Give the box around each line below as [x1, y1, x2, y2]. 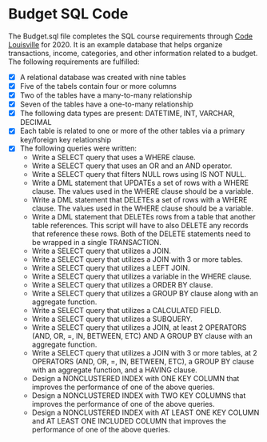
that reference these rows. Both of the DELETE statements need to [31, 229, 252, 239]
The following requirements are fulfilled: [8, 57, 140, 66]
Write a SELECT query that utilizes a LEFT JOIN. [31, 263, 190, 273]
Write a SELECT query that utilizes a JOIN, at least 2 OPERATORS [31, 323, 247, 332]
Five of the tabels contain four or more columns [19, 82, 177, 90]
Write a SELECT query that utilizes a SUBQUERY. [31, 314, 193, 324]
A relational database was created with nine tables [19, 72, 186, 82]
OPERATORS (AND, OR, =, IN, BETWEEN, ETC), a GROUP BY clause [31, 357, 254, 367]
